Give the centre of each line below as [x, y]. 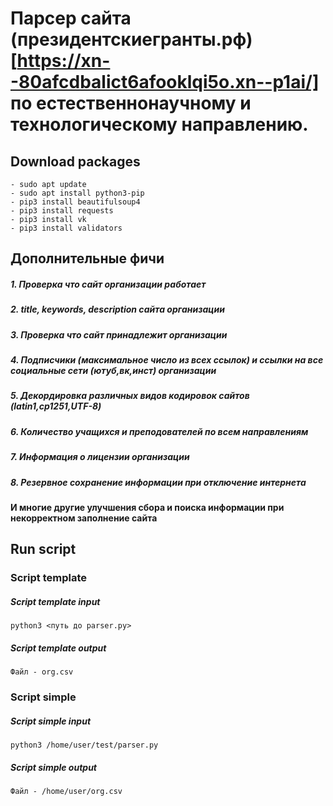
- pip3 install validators [66, 228]
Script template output [58, 648]
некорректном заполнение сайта [84, 518]
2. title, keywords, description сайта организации [117, 309]
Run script [43, 549]
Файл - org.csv [42, 672]
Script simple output [53, 767]
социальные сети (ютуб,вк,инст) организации [113, 371]
